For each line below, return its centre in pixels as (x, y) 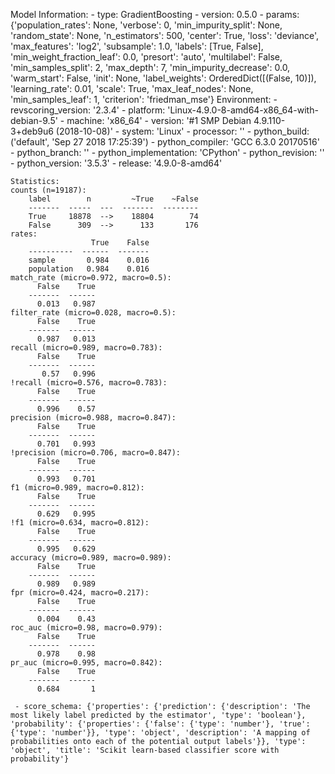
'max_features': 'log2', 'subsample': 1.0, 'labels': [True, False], (137, 46)
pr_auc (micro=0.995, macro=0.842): (86, 663)
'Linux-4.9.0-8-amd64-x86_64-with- (243, 110)
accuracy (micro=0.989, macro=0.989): (91, 558)
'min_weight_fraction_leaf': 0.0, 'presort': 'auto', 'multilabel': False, (146, 57)
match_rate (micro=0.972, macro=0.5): (91, 278)
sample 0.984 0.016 (89, 260)
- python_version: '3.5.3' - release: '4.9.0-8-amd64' (116, 163)
